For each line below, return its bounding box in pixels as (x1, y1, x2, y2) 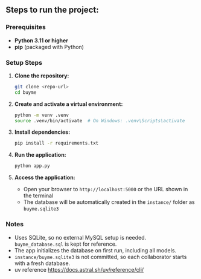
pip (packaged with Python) (14, 43, 84, 50)
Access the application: (14, 174, 76, 181)
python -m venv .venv (14, 112, 69, 118)
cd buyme (14, 89, 37, 96)
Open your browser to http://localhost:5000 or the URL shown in (23, 186, 188, 193)
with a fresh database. (14, 260, 71, 267)
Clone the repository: (14, 72, 69, 79)
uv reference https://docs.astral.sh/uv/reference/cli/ (14, 266, 144, 273)
